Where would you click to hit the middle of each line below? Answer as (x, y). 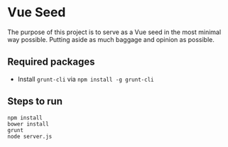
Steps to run (35, 101)
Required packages (51, 62)
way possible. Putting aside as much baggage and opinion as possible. (111, 39)
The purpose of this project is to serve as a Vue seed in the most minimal (114, 32)
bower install (28, 124)
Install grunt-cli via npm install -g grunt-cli (86, 79)
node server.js (30, 136)
